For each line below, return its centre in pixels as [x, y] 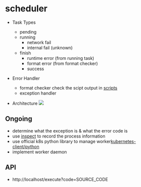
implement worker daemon [40, 152]
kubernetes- [123, 141]
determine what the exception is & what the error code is [70, 131]
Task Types [24, 22]
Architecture [25, 103]
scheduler [26, 9]
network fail [39, 42]
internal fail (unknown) [50, 47]
